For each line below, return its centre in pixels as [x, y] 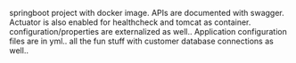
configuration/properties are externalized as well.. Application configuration [148, 31]
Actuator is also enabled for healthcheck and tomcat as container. [130, 22]
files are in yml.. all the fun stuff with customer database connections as [141, 41]
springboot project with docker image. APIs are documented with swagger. [147, 13]
